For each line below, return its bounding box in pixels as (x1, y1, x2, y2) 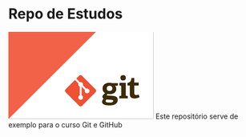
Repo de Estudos (8, 5, 123, 23)
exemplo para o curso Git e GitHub (8, 119, 123, 129)
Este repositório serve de (155, 111, 239, 121)
